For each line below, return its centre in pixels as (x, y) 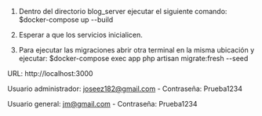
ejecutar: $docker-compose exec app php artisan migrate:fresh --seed (133, 58)
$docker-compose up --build (66, 20)
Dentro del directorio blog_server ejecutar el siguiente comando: (123, 11)
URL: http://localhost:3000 (50, 73)
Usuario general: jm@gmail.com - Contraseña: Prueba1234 (102, 104)
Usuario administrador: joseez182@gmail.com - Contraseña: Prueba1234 (125, 89)
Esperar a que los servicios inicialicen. (80, 35)
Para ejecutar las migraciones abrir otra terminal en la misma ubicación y (136, 50)
